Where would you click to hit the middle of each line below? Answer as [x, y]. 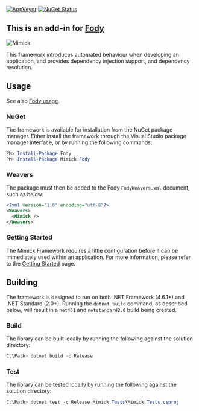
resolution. [20, 67]
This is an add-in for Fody [55, 28]
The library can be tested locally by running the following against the [91, 385]
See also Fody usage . [33, 101]
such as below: [25, 194]
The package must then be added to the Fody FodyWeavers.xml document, [98, 188]
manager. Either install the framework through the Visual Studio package [96, 136]
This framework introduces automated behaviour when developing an [93, 54]
